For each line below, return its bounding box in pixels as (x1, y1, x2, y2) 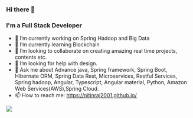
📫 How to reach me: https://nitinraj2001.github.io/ (14, 92, 137, 99)
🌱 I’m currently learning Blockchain (14, 41, 100, 48)
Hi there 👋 (6, 5, 35, 14)
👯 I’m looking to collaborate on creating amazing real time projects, (14, 47, 178, 55)
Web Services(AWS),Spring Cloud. (14, 85, 99, 93)
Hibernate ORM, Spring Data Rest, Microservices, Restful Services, (14, 72, 178, 79)
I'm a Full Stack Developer (6, 21, 83, 29)
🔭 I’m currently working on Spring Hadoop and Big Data (14, 35, 150, 42)
